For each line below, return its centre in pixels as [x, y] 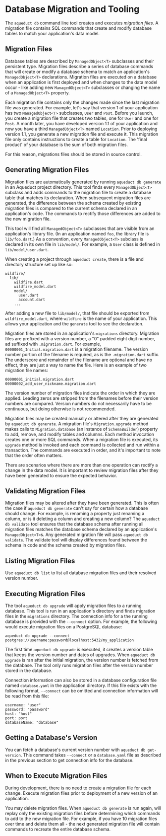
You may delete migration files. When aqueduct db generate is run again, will [83, 808]
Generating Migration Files [47, 170]
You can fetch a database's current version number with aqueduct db [75, 750]
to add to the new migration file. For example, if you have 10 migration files [81, 819]
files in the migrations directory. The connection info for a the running [76, 616]
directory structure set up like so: [39, 264]
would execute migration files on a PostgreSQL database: [64, 627]
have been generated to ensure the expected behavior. [61, 475]
